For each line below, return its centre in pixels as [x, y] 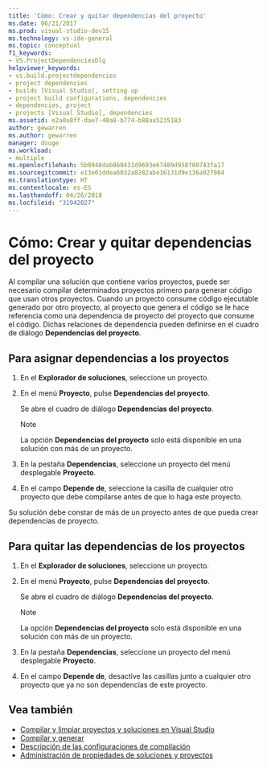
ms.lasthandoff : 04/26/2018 [55, 195]
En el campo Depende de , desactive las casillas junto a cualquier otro [136, 676]
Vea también [41, 710]
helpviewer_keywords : [45, 68]
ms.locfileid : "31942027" [51, 203]
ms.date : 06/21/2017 [43, 23]
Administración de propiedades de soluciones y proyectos [116, 755]
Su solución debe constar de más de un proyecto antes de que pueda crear [133, 512]
